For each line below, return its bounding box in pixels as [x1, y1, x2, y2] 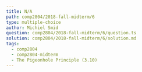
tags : [6, 41, 19, 47]
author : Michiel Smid [6, 24, 59, 31]
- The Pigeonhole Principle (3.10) [11, 57, 98, 63]
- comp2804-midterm [11, 52, 59, 57]
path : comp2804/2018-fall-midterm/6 [6, 14, 95, 20]
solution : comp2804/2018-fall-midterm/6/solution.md [6, 35, 137, 41]
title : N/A [6, 8, 33, 15]
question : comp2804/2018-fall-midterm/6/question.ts [6, 30, 137, 36]
